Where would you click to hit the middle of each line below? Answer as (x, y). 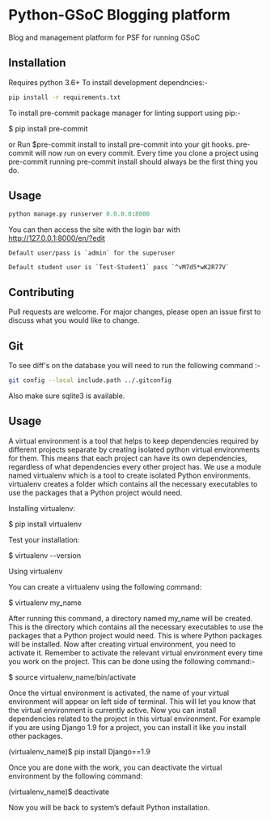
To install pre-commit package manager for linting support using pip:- (125, 113)
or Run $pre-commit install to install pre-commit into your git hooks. (121, 144)
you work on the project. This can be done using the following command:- (132, 661)
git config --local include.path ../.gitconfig (90, 380)
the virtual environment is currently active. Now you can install (112, 710)
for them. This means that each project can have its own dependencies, (128, 458)
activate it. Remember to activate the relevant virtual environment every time (135, 653)
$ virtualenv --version (45, 555)
